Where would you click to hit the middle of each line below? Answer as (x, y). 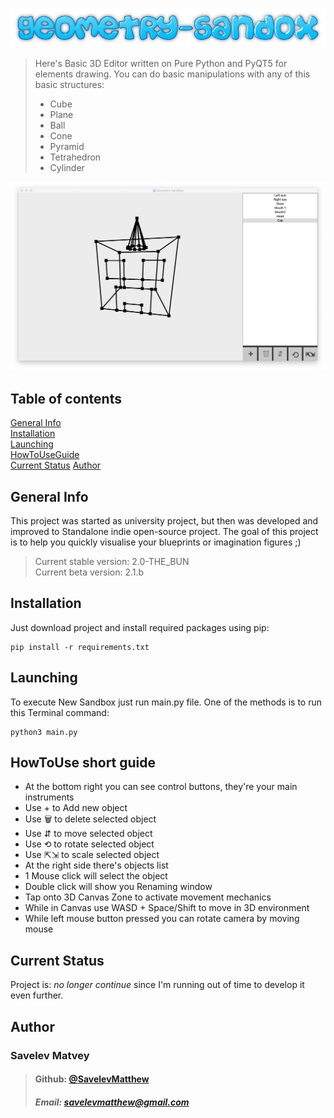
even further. (37, 995)
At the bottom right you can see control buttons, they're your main (161, 787)
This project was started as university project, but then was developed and (164, 521)
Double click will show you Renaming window (118, 887)
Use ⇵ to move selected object (88, 834)
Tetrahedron (75, 157)
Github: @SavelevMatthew (92, 1079)
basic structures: (69, 84)
